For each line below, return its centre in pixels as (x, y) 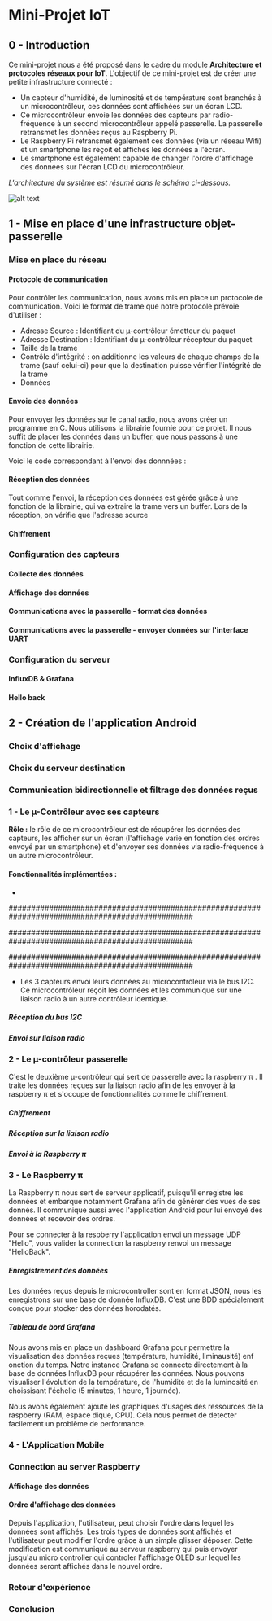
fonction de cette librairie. (52, 445)
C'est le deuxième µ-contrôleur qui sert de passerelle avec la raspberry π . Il (136, 1077)
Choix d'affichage (45, 747)
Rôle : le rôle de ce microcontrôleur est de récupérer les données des (125, 830)
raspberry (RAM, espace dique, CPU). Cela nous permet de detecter (123, 1415)
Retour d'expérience (50, 1587)
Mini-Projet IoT (60, 15)
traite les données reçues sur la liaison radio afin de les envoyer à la (122, 1085)
